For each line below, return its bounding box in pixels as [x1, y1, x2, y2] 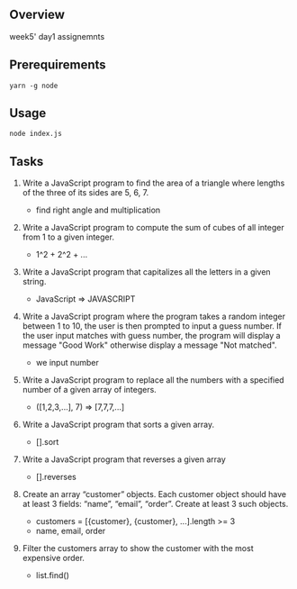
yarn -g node [9, 81, 58, 90]
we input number [35, 358, 99, 368]
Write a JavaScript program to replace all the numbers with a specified [22, 375, 285, 385]
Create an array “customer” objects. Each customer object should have [22, 489, 286, 500]
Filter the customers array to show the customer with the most [22, 543, 254, 554]
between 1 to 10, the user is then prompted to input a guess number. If [22, 321, 282, 331]
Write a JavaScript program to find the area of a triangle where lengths [22, 177, 285, 188]
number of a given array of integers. [22, 385, 157, 395]
